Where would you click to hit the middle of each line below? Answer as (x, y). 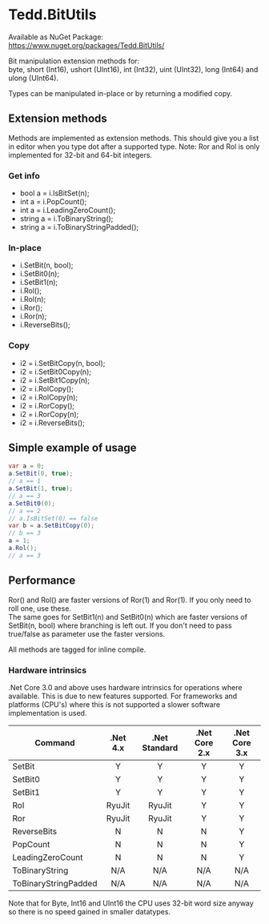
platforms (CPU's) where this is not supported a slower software (114, 704)
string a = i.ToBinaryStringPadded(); (79, 227)
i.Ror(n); (33, 316)
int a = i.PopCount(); (53, 202)
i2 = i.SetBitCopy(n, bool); (62, 363)
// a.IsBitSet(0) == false (53, 518)
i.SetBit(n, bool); (46, 265)
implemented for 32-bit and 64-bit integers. (80, 155)
